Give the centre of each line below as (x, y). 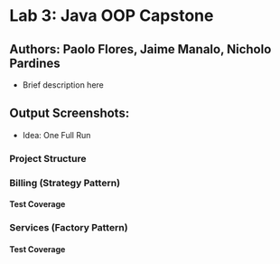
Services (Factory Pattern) (69, 228)
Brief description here (63, 85)
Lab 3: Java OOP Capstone (112, 16)
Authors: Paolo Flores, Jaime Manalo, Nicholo (140, 49)
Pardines (35, 63)
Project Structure (48, 158)
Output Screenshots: (70, 113)
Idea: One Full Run (56, 135)
